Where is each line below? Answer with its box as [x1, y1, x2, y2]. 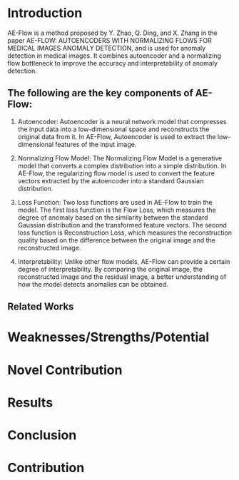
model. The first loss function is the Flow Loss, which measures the [17, 205, 216, 214]
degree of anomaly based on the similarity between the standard [17, 213, 208, 222]
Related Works [7, 301, 74, 313]
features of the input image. [55, 140, 137, 148]
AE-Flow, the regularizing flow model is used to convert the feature [17, 169, 215, 178]
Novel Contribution [7, 362, 123, 378]
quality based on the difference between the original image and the [17, 235, 215, 244]
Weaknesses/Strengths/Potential [7, 330, 210, 345]
